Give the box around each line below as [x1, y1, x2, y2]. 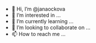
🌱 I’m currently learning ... [11, 18, 74, 24]
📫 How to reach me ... [11, 31, 66, 37]
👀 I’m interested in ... [11, 12, 61, 19]
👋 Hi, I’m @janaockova [11, 6, 66, 12]
